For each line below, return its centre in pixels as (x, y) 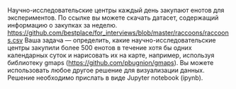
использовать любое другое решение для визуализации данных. (106, 70)
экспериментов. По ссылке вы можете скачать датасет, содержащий (113, 18)
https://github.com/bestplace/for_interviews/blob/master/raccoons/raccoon (118, 32)
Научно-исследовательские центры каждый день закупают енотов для (116, 10)
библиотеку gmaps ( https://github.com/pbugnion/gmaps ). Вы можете (111, 63)
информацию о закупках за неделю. (62, 25)
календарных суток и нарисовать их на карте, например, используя (111, 55)
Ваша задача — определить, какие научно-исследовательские (120, 40)
